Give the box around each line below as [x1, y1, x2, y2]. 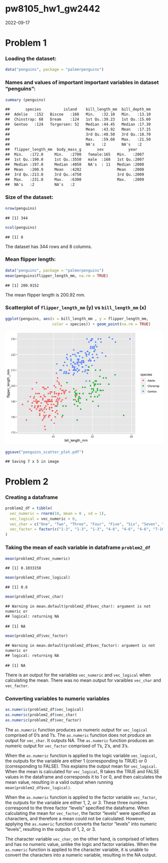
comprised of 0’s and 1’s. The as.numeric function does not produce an [5, 732, 151, 738]
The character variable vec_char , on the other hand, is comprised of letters [5, 836, 159, 842]
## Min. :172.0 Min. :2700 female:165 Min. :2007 [5, 152, 144, 157]
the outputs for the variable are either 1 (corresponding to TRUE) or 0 [5, 758, 147, 764]
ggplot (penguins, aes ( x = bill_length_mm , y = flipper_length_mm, [5, 316, 149, 321]
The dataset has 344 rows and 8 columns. [5, 243, 92, 249]
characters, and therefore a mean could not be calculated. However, [5, 815, 146, 821]
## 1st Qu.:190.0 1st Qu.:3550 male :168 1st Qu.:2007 [5, 157, 144, 162]
